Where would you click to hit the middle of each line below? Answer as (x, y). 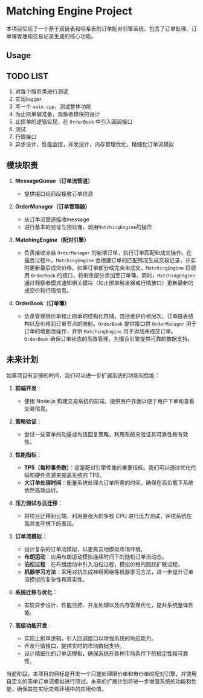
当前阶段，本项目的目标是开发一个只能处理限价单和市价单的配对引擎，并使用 (101, 674)
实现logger (28, 99)
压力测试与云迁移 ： (39, 503)
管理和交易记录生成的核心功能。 (56, 36)
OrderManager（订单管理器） (53, 206)
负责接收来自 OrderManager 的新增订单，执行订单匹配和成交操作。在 (108, 253)
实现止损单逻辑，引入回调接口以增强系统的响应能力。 (90, 638)
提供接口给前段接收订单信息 (59, 193)
